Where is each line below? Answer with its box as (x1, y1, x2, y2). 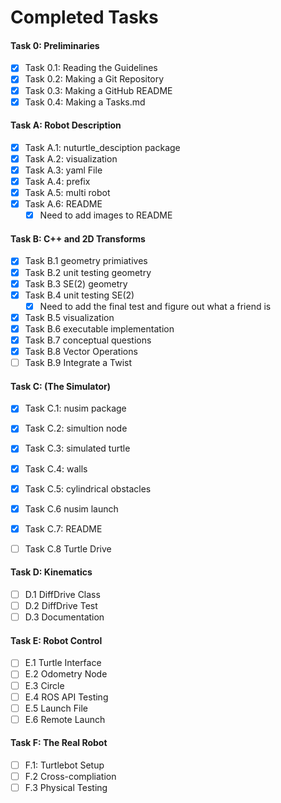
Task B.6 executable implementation (24, 322, 175, 335)
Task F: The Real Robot (10, 737, 108, 749)
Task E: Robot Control (10, 634, 103, 646)
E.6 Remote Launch (24, 713, 106, 725)
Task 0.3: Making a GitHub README (24, 84, 173, 96)
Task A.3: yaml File (24, 164, 103, 176)
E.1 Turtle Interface (24, 657, 102, 669)
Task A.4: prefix (24, 176, 91, 188)
